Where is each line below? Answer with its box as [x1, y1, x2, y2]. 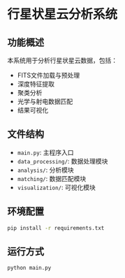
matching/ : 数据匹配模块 [17, 174, 87, 182]
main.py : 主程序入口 [17, 148, 74, 156]
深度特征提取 [17, 80, 54, 88]
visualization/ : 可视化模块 [17, 183, 96, 191]
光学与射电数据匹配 [17, 97, 73, 105]
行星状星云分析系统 [7, 6, 118, 22]
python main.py [7, 265, 52, 272]
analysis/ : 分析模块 [17, 166, 75, 174]
